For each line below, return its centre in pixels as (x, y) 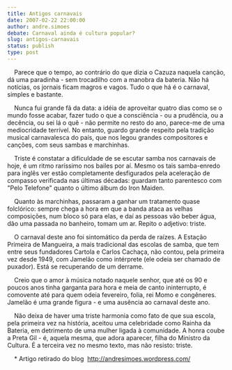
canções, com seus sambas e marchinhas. (69, 145)
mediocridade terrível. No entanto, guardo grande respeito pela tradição (111, 130)
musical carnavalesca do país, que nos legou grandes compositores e (108, 137)
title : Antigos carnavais (45, 14)
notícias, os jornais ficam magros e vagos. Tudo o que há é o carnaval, (109, 87)
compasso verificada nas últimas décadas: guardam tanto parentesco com (115, 180)
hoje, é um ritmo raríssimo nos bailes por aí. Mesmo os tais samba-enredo (114, 166)
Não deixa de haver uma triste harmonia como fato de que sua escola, (115, 315)
